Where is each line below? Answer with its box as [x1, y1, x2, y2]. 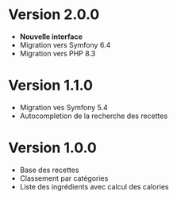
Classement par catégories [19, 173, 109, 183]
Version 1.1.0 [8, 77, 94, 94]
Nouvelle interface [19, 32, 83, 41]
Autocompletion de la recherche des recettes [19, 111, 168, 121]
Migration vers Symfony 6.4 [19, 40, 111, 49]
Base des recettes [19, 165, 79, 174]
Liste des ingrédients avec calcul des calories [19, 182, 169, 191]
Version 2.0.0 [8, 6, 100, 24]
